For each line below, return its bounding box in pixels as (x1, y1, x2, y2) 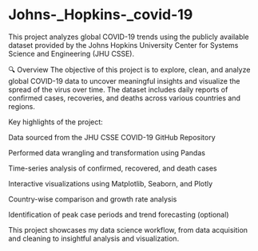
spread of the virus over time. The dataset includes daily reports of (8, 84, 228, 94)
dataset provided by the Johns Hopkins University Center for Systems (8, 40, 239, 49)
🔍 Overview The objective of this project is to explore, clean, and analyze (8, 65, 251, 74)
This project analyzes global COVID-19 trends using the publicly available (8, 32, 249, 41)
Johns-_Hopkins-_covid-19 (8, 6, 193, 24)
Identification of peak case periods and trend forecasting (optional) (8, 210, 229, 219)
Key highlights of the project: (8, 117, 104, 127)
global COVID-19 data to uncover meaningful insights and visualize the (8, 76, 240, 85)
